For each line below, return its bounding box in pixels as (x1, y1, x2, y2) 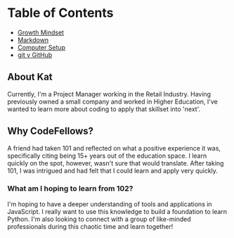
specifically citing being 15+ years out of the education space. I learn (7, 151, 207, 160)
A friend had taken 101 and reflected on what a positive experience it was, (7, 144, 221, 152)
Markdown (17, 35, 49, 44)
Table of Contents (7, 5, 114, 21)
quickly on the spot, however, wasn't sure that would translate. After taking (7, 158, 224, 167)
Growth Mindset (17, 28, 65, 37)
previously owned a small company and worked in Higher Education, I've (7, 97, 218, 106)
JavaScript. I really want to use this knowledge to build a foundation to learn (7, 207, 227, 215)
